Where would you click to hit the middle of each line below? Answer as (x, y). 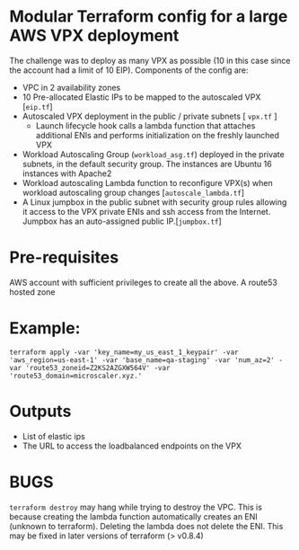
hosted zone (32, 292)
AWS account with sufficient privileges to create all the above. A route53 (144, 282)
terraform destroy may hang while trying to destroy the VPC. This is (136, 507)
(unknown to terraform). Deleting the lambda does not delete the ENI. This (146, 526)
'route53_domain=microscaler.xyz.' (76, 376)
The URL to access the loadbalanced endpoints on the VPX (132, 446)
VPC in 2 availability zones (71, 87)
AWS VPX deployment (94, 35)
